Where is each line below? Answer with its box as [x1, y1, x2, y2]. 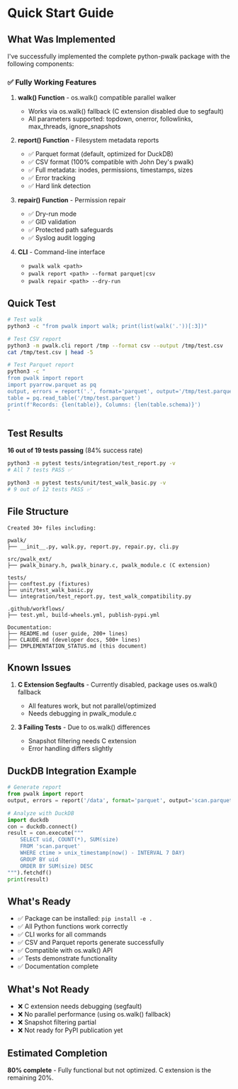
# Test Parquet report [7, 361, 74, 368]
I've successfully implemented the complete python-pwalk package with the [7, 52, 230, 60]
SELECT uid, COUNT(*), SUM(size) [20, 836, 119, 843]
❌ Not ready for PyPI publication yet [17, 1026, 123, 1034]
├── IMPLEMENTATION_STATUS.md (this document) [7, 642, 147, 650]
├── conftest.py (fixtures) [7, 580, 91, 587]
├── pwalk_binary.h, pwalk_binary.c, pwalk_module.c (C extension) [7, 562, 211, 569]
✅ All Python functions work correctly [17, 922, 128, 931]
